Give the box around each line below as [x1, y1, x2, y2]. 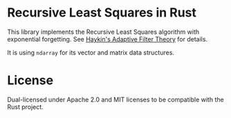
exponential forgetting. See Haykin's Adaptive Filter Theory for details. [7, 35, 208, 43]
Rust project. [7, 102, 44, 111]
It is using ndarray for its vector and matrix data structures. [7, 48, 175, 57]
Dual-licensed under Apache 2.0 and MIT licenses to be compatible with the [7, 95, 224, 104]
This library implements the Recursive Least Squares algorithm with [7, 28, 200, 36]
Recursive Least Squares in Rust [7, 5, 197, 21]
